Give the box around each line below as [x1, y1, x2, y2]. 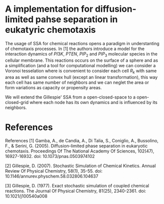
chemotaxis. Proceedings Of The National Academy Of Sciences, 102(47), [5, 148, 154, 154]
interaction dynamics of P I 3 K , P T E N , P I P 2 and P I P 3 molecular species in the [5, 51, 158, 58]
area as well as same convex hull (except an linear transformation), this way [5, 74, 158, 80]
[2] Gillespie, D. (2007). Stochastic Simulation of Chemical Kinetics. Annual [5, 163, 156, 169]
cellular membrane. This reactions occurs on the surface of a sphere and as [5, 57, 158, 63]
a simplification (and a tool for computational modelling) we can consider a [5, 62, 156, 68]
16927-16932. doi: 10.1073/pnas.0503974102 [5, 153, 95, 159]
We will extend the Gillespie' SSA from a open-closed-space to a [5, 94, 136, 100]
